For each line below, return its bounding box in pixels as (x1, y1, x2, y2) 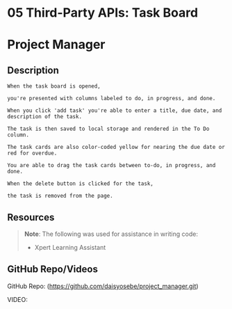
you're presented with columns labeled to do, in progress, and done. (7, 95, 216, 102)
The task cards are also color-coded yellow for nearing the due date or (7, 144, 226, 151)
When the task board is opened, (7, 83, 101, 90)
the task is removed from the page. (7, 193, 113, 200)
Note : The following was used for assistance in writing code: (24, 230, 198, 238)
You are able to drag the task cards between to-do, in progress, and (7, 162, 216, 169)
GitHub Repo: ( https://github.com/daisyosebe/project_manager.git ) (7, 282, 199, 290)
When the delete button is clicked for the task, (7, 180, 154, 187)
